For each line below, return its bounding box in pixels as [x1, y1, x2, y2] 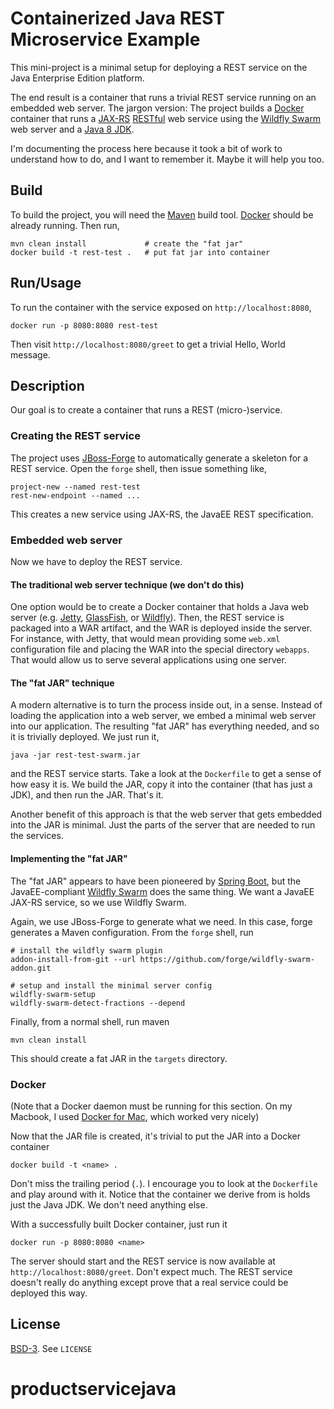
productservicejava [10, 1377, 177, 1400]
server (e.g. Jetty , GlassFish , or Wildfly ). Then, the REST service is [10, 612, 285, 624]
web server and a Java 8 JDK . [10, 123, 135, 135]
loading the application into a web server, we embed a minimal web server [10, 710, 317, 722]
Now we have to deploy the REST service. [10, 555, 183, 567]
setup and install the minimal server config [19, 980, 213, 991]
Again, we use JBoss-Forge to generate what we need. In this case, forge [10, 915, 313, 927]
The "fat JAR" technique [10, 677, 115, 689]
